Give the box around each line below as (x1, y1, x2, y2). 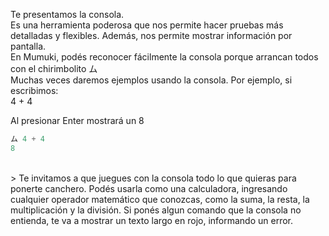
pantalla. (10, 40, 47, 52)
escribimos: (10, 85, 59, 96)
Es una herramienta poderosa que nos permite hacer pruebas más (10, 19, 284, 31)
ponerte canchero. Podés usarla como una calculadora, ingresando (10, 182, 288, 194)
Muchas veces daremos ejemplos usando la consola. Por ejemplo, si (10, 74, 293, 86)
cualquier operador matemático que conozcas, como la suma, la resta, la (10, 193, 310, 205)
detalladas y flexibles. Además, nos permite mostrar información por (10, 30, 293, 41)
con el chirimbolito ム (10, 63, 98, 74)
